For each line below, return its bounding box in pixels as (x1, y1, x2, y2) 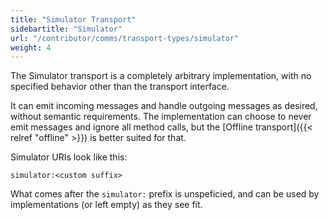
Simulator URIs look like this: (10, 151, 128, 163)
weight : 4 (10, 42, 52, 53)
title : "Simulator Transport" (10, 14, 137, 25)
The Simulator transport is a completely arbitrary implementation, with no (10, 70, 312, 82)
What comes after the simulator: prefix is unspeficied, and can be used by (10, 188, 320, 200)
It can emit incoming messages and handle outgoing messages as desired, (10, 100, 318, 112)
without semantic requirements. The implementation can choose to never (10, 111, 312, 123)
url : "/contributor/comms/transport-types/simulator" (10, 33, 240, 43)
